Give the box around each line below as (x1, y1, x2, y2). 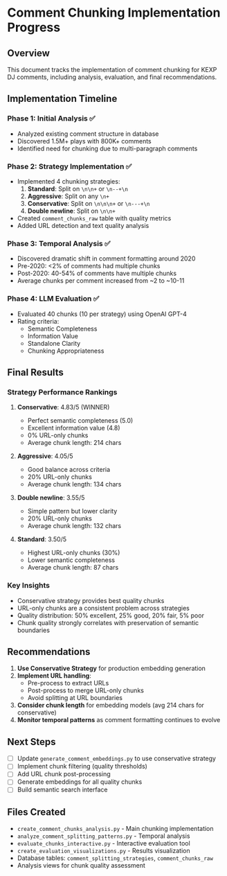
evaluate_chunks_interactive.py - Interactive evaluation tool (17, 839, 190, 848)
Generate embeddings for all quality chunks (17, 778, 143, 786)
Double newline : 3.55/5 (17, 493, 85, 502)
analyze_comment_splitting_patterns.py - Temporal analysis (17, 832, 190, 840)
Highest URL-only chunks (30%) (27, 549, 120, 557)
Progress (7, 19, 61, 35)
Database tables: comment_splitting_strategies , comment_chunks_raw (17, 854, 213, 862)
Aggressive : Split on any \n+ (27, 192, 109, 200)
